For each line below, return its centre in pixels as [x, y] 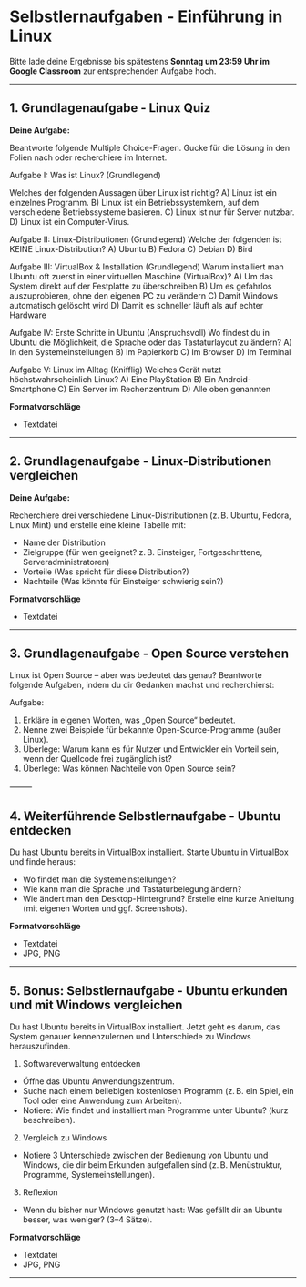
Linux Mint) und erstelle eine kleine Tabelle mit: [98, 524]
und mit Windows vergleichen [96, 1004]
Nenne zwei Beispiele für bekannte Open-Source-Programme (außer [152, 730]
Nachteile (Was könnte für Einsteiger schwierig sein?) [123, 581]
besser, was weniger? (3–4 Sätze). [87, 1220]
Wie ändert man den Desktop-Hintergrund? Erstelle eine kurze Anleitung [158, 899]
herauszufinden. [40, 1046]
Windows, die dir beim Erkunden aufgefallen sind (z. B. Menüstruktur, [153, 1165]
